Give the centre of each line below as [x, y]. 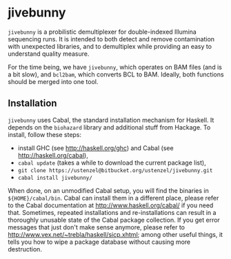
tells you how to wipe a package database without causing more [99, 242]
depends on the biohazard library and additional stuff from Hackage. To [109, 127]
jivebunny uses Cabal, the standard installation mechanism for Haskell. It [111, 120]
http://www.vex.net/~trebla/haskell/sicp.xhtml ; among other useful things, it [115, 234]
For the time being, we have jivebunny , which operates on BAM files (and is [115, 67]
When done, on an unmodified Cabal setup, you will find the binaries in [108, 190]
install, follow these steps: [45, 134]
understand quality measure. [49, 54]
